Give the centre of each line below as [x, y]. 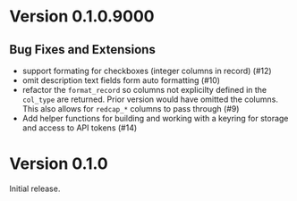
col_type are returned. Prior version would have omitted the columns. [150, 99]
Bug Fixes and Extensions [83, 50]
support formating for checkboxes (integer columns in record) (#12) [147, 71]
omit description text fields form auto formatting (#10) [121, 80]
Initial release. [35, 188]
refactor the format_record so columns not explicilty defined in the [144, 90]
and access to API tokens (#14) [80, 128]
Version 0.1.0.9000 [82, 17]
